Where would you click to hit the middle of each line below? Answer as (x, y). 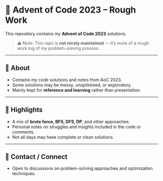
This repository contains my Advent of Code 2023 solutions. (66, 33)
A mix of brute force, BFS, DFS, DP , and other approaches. (71, 121)
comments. (23, 132)
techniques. (24, 174)
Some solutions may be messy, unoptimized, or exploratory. (72, 85)
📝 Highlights (24, 110)
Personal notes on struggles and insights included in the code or (76, 127)
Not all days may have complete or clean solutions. (63, 137)
